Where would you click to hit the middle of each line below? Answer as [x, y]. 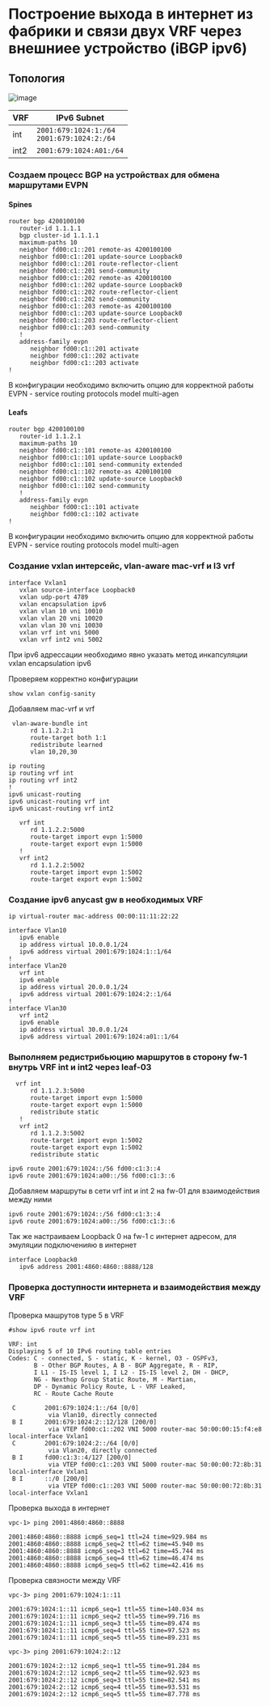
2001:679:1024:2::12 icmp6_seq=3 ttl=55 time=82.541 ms [104, 1680]
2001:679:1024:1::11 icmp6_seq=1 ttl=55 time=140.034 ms [106, 1609]
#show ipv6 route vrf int [52, 1330]
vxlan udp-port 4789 [54, 597]
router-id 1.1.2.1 [50, 437]
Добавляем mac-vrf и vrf [52, 708]
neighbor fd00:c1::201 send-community [84, 271]
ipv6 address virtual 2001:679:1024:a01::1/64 [99, 1037]
